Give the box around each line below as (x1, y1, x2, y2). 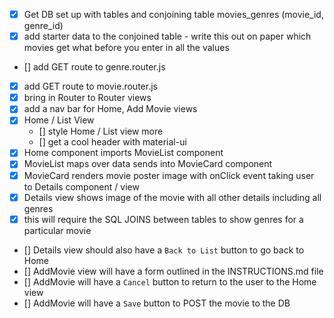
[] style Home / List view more (38, 125, 164, 138)
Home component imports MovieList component (23, 147, 224, 159)
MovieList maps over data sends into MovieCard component (23, 158, 273, 170)
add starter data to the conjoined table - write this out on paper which (23, 30, 312, 43)
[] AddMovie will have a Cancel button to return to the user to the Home (23, 275, 317, 288)
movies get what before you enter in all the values (23, 42, 230, 54)
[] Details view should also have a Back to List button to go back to (23, 244, 305, 256)
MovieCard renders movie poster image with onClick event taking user (23, 169, 315, 181)
